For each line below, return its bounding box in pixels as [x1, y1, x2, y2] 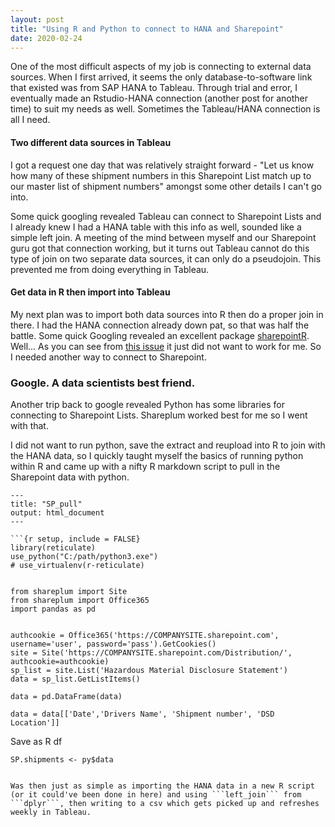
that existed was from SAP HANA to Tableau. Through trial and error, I [10, 82, 298, 94]
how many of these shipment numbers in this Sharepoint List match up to [10, 169, 312, 181]
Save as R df [10, 736, 63, 748]
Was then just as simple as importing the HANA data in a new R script [10, 781, 315, 791]
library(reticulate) [10, 543, 97, 553]
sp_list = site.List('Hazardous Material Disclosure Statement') [10, 666, 288, 676]
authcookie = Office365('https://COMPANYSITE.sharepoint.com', [10, 631, 280, 641]
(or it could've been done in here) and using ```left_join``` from [10, 790, 302, 800]
